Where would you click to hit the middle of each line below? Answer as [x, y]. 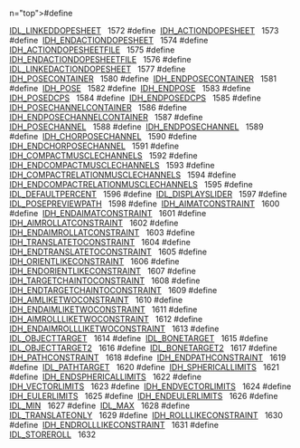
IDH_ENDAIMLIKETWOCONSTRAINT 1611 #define [103, 310]
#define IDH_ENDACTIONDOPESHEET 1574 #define [109, 40]
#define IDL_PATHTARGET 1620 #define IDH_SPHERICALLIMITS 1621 [145, 367]
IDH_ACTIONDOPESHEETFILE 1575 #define [92, 50]
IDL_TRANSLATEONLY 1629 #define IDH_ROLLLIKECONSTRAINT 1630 [146, 415]
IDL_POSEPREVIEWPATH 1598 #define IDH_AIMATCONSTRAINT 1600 [145, 204]
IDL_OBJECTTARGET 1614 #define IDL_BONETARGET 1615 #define [139, 338]
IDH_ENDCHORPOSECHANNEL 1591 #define [94, 146]
